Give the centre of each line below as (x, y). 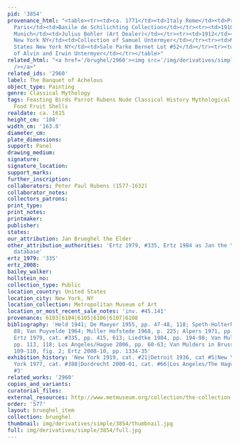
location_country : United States (57, 291)
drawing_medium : (31, 153)
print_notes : (27, 213)
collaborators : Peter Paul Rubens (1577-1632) (78, 186)
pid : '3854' (25, 14)
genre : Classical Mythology (49, 93)
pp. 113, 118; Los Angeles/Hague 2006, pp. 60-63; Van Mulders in (114, 344)
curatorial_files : (34, 391)
